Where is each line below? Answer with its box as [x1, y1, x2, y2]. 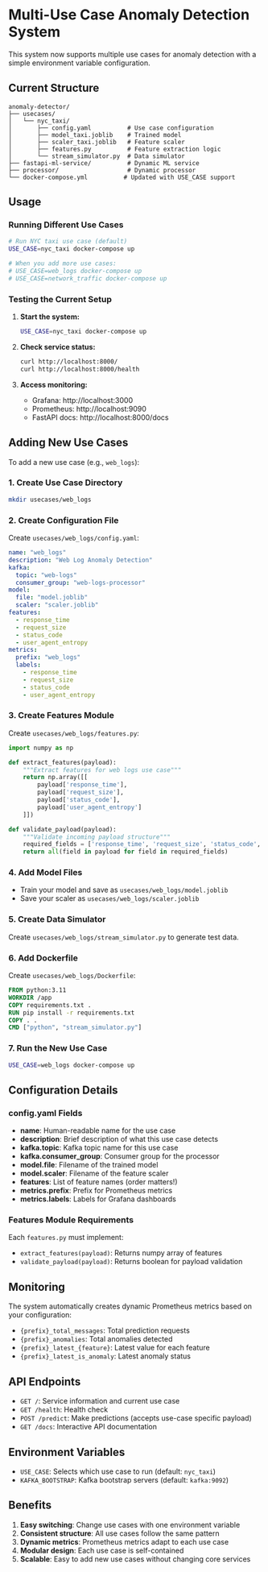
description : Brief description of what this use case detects [19, 1134, 219, 1144]
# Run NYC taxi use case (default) [8, 238, 128, 246]
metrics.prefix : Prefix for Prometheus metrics [19, 1186, 173, 1196]
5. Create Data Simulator [8, 914, 106, 925]
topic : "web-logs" [15, 570, 78, 579]
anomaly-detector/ [8, 102, 70, 110]
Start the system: [19, 312, 80, 321]
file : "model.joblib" [15, 594, 89, 602]
